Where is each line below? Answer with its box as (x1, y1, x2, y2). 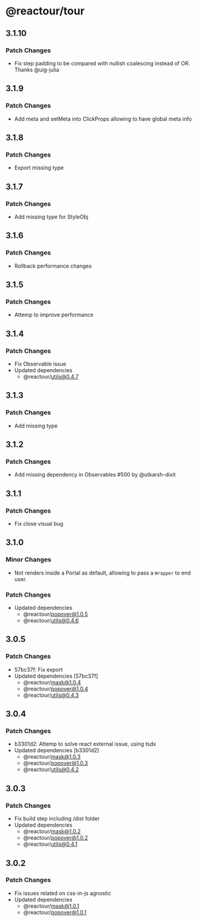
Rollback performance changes (14, 262, 92, 270)
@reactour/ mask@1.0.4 (23, 678, 81, 685)
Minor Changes (5, 555, 51, 564)
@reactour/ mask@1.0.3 (23, 753, 81, 761)
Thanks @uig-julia (14, 66, 59, 73)
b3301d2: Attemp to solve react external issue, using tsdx (14, 740, 156, 748)
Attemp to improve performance (14, 311, 94, 319)
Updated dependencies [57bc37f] (14, 672, 98, 679)
